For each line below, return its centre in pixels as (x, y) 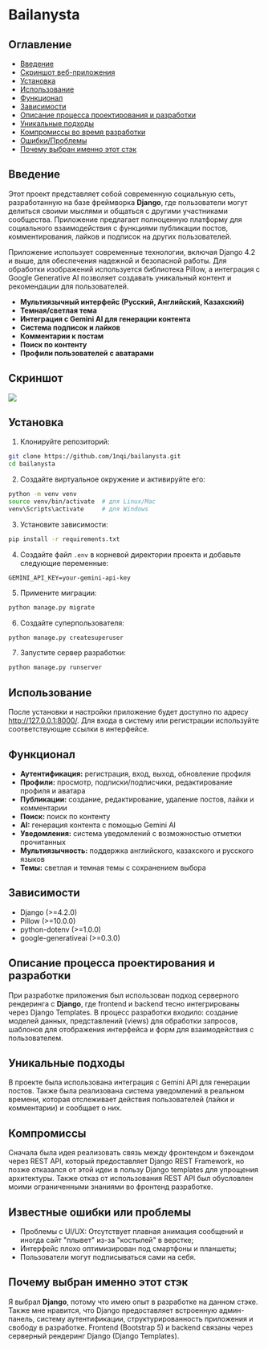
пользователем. (36, 1038)
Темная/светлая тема (59, 310)
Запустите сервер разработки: (73, 653)
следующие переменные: (64, 563)
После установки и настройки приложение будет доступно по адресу (128, 712)
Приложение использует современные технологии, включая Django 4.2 (132, 252)
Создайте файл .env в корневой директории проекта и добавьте (130, 554)
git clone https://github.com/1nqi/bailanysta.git (95, 457)
